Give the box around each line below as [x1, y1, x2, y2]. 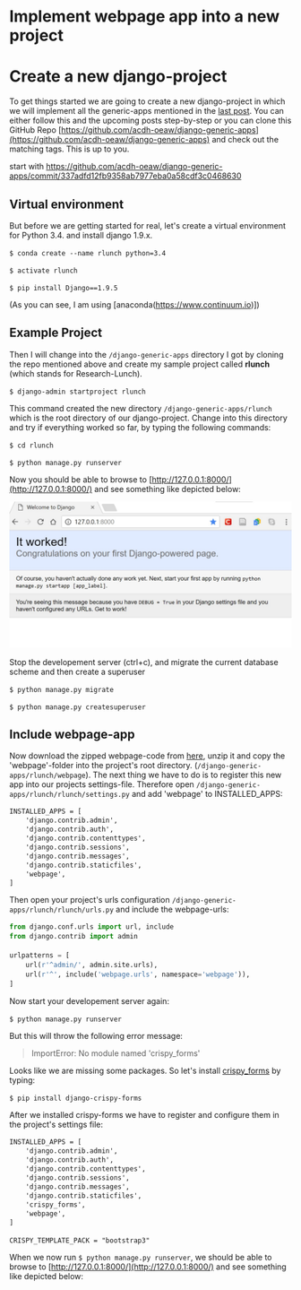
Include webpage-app [9, 727, 136, 741]
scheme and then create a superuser [9, 666, 146, 677]
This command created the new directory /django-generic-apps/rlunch [9, 403, 273, 413]
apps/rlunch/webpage [9, 771, 87, 781]
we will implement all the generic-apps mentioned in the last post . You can [9, 106, 285, 117]
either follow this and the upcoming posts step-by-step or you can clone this [9, 115, 292, 126]
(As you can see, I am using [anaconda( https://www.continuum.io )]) [9, 299, 260, 310]
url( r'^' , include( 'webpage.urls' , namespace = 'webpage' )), [25, 970, 251, 979]
